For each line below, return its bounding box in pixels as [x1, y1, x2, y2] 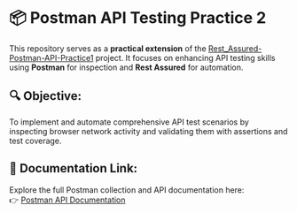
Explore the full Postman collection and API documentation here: [9, 184, 245, 195]
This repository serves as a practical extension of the [9, 42, 207, 54]
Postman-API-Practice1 [9, 52, 94, 63]
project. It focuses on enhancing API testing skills [95, 52, 277, 63]
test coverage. [9, 135, 62, 146]
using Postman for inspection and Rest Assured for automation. [9, 62, 244, 72]
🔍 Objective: [9, 88, 82, 103]
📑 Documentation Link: [9, 161, 138, 176]
